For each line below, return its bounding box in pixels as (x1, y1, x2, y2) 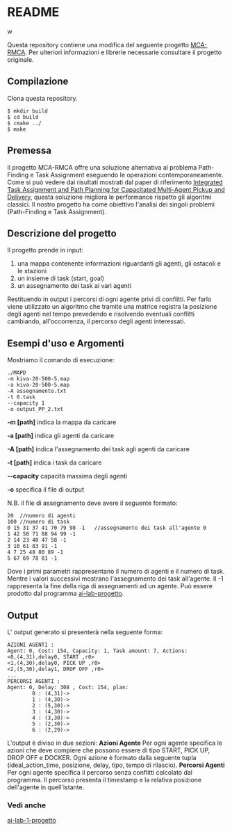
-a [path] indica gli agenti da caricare (7, 432, 115, 440)
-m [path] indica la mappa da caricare (7, 418, 117, 426)
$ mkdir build (7, 107, 49, 115)
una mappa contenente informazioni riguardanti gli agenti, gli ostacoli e (17, 259, 221, 268)
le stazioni (17, 267, 47, 275)
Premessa (7, 145, 52, 156)
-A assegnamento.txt (7, 387, 67, 395)
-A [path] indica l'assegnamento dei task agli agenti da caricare (7, 445, 190, 453)
